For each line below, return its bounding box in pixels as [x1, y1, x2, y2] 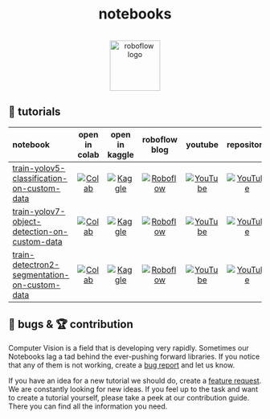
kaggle [107, 149, 134, 160]
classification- [12, 172, 68, 183]
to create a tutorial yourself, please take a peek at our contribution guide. [8, 392, 250, 402]
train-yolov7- [12, 206, 66, 217]
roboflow [141, 134, 178, 145]
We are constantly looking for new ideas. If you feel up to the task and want [8, 384, 259, 394]
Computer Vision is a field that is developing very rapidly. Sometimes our [8, 343, 249, 352]
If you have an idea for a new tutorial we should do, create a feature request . [8, 376, 262, 385]
